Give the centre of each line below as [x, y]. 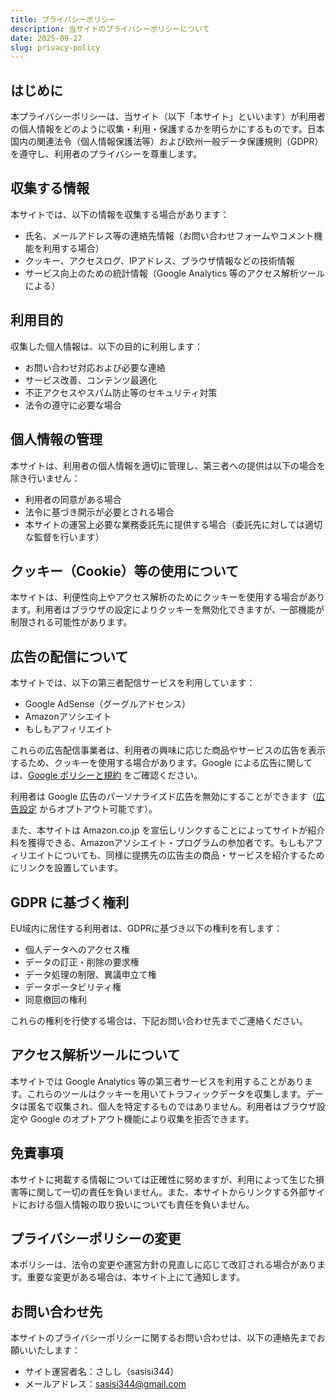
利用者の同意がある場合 [73, 499]
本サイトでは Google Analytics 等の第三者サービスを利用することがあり [157, 1081]
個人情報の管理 [56, 439]
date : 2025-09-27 [46, 38]
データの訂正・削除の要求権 [82, 962]
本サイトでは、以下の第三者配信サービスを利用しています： [133, 683]
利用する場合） [73, 248]
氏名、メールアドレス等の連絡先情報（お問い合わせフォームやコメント [169, 235]
